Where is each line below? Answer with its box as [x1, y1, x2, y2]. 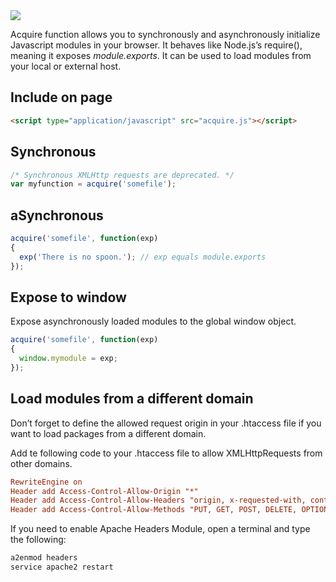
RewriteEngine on [10, 477, 83, 487]
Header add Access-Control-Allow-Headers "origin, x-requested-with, [10, 495, 307, 506]
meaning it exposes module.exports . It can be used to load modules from [10, 50, 312, 61]
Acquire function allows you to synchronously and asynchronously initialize [10, 29, 321, 40]
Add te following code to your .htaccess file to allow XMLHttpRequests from [10, 447, 323, 459]
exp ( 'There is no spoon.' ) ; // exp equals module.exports [19, 252, 267, 262]
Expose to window [10, 289, 127, 306]
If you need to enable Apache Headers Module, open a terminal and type [10, 523, 311, 535]
